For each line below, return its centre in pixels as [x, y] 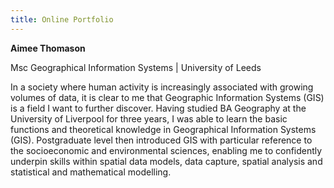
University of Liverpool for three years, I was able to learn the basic [149, 118]
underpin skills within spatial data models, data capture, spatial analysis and [166, 161]
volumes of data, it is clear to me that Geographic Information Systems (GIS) [167, 97]
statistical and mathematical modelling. [91, 172]
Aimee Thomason [48, 48]
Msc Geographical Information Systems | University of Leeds [136, 67]
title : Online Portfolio [62, 19]
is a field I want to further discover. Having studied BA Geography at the [158, 108]
